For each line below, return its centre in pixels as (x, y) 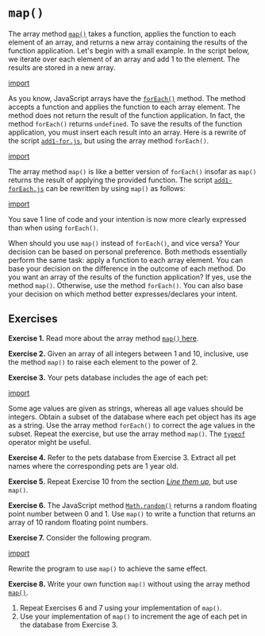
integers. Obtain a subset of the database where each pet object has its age (132, 416)
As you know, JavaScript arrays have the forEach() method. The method (127, 98)
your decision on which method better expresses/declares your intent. (123, 294)
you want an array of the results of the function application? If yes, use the (130, 277)
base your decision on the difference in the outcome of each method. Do (127, 268)
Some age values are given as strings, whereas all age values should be (126, 408)
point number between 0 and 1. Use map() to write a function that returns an (132, 513)
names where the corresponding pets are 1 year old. (93, 466)
